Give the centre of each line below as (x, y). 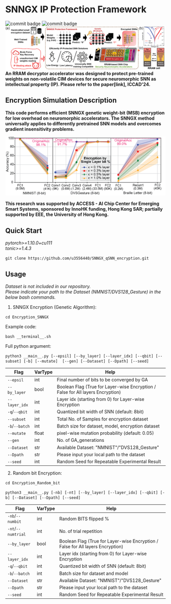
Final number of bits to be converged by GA (102, 379)
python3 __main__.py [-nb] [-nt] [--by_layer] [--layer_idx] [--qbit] (82, 493)
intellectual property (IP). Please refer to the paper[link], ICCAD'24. (78, 84)
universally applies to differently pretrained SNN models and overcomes (83, 123)
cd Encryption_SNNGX (27, 317)
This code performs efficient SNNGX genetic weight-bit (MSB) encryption (85, 113)
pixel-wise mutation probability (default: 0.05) (105, 433)
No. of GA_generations (80, 440)
